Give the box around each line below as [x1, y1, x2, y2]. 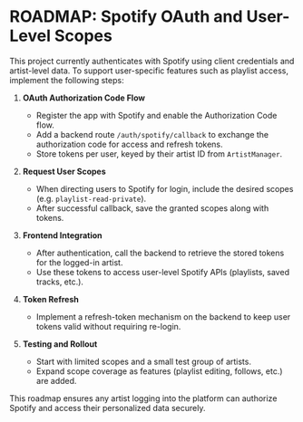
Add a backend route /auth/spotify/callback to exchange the [35, 129, 269, 139]
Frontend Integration [22, 229, 103, 241]
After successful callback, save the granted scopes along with [35, 202, 269, 214]
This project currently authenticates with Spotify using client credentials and [9, 55, 295, 66]
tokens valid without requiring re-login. [35, 321, 181, 331]
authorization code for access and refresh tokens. [35, 139, 224, 149]
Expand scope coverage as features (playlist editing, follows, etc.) [35, 365, 283, 377]
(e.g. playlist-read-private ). [35, 193, 147, 204]
